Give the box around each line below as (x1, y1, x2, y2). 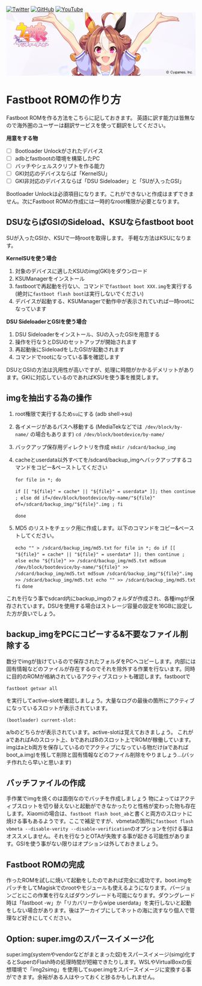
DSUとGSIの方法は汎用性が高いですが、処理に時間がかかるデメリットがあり (6, 366, 194, 373)
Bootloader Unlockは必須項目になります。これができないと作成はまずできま (6, 190, 194, 198)
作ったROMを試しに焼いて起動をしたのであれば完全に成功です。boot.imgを (6, 877, 192, 884)
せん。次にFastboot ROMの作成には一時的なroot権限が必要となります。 (6, 198, 183, 205)
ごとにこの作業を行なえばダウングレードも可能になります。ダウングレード (11, 892, 195, 899)
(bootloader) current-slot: (6, 717, 77, 723)
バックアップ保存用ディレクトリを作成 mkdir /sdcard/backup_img (14, 443, 176, 450)
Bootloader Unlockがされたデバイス (14, 147, 103, 154)
